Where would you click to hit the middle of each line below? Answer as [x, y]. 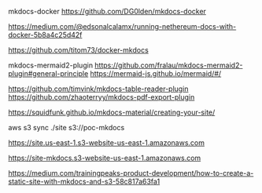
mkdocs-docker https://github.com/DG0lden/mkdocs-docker [107, 11]
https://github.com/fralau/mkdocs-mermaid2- [168, 65]
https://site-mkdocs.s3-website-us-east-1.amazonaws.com [105, 158]
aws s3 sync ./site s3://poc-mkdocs [66, 127]
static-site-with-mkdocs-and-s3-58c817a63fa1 [84, 181]
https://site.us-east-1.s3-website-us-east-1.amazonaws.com [107, 143]
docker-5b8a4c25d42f [45, 35]
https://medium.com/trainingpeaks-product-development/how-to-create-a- [131, 173]
